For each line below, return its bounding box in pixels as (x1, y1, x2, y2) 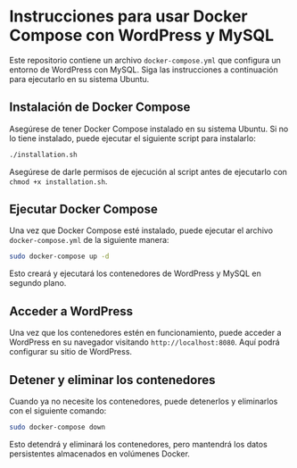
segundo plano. (9, 278, 67, 288)
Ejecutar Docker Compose (9, 202, 159, 217)
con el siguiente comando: (9, 405, 107, 416)
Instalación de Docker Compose (9, 100, 191, 115)
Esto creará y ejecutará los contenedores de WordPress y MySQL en (9, 268, 261, 279)
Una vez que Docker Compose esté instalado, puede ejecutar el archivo (9, 225, 274, 236)
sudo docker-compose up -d (9, 252, 110, 261)
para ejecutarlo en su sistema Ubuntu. (9, 73, 150, 84)
